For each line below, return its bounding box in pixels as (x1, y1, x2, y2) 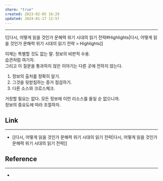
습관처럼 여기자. (5, 57, 35, 63)
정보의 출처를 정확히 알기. (12, 73, 61, 79)
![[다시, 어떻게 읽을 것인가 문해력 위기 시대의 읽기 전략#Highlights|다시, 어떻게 (5, 34, 153, 40)
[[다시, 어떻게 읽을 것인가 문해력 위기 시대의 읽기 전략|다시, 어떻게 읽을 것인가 (12, 134, 158, 140)
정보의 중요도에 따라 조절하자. (5, 102, 61, 108)
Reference (5, 155, 37, 163)
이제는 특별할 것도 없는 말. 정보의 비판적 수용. (5, 51, 91, 57)
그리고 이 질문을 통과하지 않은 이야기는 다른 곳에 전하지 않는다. (5, 63, 123, 69)
